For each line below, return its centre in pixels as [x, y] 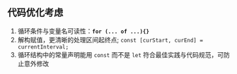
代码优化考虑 [35, 13]
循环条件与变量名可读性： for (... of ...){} [83, 31]
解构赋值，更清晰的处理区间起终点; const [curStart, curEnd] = [110, 39]
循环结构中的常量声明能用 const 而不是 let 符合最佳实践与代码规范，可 [121, 54]
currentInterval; [43, 47]
